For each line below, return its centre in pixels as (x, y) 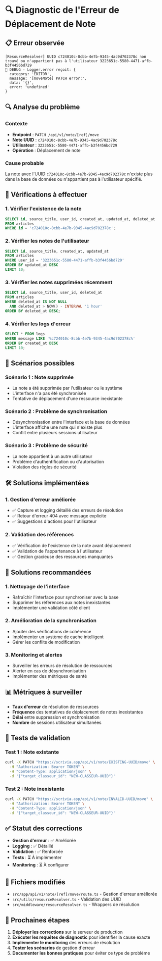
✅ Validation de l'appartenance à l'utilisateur (57, 551)
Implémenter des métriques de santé (49, 676)
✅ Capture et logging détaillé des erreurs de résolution (68, 510)
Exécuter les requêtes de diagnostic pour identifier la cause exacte (81, 937)
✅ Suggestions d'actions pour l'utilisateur (54, 521)
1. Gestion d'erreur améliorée (41, 500)
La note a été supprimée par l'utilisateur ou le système (67, 388)
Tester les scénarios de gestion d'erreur (53, 948)
